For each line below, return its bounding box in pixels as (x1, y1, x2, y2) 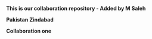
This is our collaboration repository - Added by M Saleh (6, 5, 146, 12)
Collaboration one (6, 27, 52, 34)
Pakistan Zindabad (6, 16, 54, 23)
